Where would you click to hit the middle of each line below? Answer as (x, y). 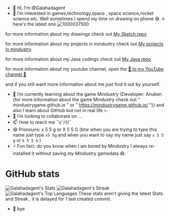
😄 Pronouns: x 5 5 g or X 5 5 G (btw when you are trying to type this (85, 129)
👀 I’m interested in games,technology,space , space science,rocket (83, 13)
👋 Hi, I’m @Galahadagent (39, 8)
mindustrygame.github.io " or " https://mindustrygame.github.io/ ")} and (88, 105)
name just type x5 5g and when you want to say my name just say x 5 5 (88, 135)
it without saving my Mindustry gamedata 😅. (79, 153)
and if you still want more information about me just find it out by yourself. (83, 84)
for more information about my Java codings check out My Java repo (78, 59)
